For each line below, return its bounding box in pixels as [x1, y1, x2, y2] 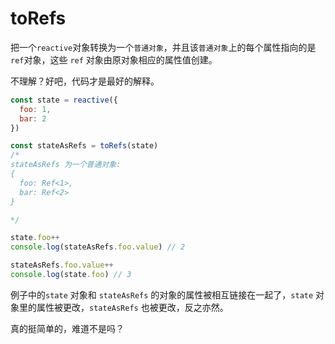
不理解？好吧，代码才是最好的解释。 [10, 75, 160, 87]
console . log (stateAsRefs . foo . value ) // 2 [10, 242, 186, 252]
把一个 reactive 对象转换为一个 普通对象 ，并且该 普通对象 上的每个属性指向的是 [10, 41, 317, 53]
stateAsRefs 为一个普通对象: [10, 160, 122, 170]
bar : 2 [19, 113, 47, 124]
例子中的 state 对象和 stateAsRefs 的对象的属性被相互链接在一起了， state [10, 288, 314, 301]
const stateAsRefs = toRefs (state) [10, 141, 159, 151]
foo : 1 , [19, 104, 52, 114]
